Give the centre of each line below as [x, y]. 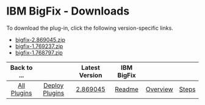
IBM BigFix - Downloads [68, 11]
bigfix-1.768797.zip [39, 52]
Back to [21, 67]
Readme [127, 89]
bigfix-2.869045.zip [40, 39]
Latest [91, 67]
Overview [160, 89]
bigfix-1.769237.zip [39, 46]
